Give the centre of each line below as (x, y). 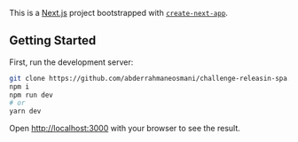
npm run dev (31, 95)
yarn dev (25, 111)
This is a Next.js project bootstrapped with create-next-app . (119, 13)
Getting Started (53, 40)
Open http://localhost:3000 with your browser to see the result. (125, 129)
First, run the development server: (71, 62)
